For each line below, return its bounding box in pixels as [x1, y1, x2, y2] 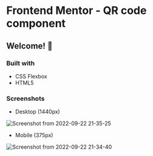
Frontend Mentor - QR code [6, 4, 147, 18]
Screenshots [6, 94, 45, 103]
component [6, 16, 66, 30]
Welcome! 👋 [6, 41, 53, 51]
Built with [6, 59, 35, 67]
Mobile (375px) [15, 132, 53, 139]
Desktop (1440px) [15, 108, 61, 115]
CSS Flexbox [15, 72, 47, 80]
